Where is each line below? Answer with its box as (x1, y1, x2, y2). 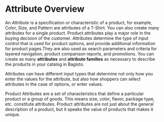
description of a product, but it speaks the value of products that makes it (5, 106, 153, 112)
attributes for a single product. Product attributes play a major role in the (5, 30, 151, 36)
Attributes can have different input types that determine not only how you (5, 71, 153, 76)
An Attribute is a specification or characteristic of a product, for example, (5, 20, 153, 25)
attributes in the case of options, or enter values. (5, 81, 103, 87)
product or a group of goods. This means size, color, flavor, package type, (5, 96, 155, 101)
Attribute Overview (5, 3, 85, 15)
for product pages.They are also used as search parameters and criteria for (5, 46, 157, 51)
